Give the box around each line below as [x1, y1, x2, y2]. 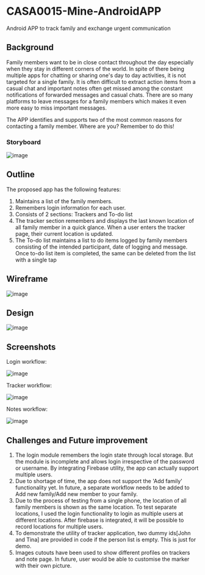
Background [6, 42, 54, 53]
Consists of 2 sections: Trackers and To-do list [15, 210, 133, 218]
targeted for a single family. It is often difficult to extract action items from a [6, 78, 196, 85]
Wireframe [6, 274, 48, 284]
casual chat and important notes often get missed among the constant [6, 85, 183, 92]
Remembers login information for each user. [15, 204, 126, 211]
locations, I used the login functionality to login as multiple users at [15, 510, 184, 517]
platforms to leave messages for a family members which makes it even [6, 97, 187, 105]
